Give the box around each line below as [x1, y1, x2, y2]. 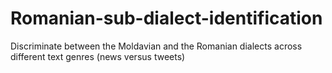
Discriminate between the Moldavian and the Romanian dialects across [10, 40, 303, 52]
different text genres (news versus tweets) [10, 50, 186, 62]
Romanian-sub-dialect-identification [10, 7, 323, 30]
